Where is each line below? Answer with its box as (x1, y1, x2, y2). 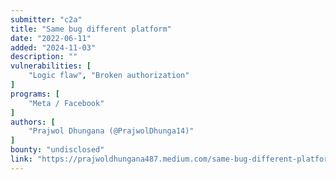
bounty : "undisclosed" (10, 145, 105, 155)
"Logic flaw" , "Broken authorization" (28, 71, 190, 81)
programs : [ (10, 89, 60, 99)
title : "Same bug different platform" (10, 24, 172, 34)
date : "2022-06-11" (10, 33, 92, 43)
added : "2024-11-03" (10, 42, 97, 53)
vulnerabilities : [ (10, 61, 92, 71)
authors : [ (10, 117, 56, 127)
